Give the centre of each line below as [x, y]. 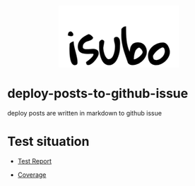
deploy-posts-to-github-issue [98, 94]
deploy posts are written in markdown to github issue [85, 113]
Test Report [34, 161]
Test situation [48, 142]
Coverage [32, 175]
